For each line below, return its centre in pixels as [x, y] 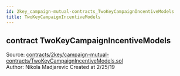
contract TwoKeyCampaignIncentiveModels [89, 41]
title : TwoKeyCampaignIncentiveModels [53, 17]
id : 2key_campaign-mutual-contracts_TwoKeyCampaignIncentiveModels [90, 11]
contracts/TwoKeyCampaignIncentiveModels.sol [64, 61]
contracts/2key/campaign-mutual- [68, 55]
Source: [16, 55]
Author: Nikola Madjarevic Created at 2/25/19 [61, 67]
